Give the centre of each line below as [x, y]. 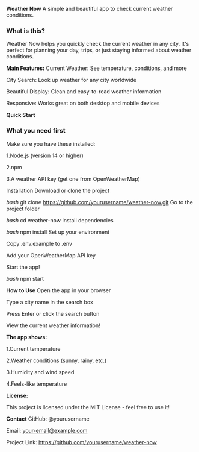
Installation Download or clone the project [58, 190]
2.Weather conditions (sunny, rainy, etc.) [57, 360]
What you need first [36, 131]
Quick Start [21, 115]
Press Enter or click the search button [53, 313]
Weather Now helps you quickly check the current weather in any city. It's [98, 44]
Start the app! [23, 267]
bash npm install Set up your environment [58, 232]
